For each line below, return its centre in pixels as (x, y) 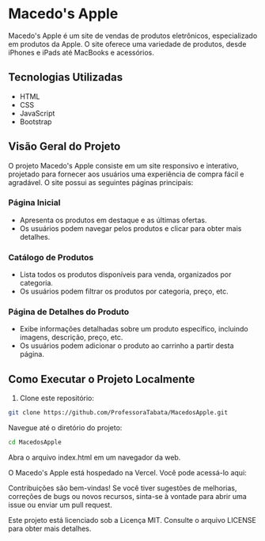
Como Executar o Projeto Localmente (102, 379)
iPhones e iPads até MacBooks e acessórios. (81, 52)
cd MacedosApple (35, 443)
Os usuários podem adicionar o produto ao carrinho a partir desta (127, 346)
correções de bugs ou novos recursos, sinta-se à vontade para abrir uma (127, 497)
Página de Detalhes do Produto (69, 312)
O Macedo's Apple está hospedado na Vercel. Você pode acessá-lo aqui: (127, 473)
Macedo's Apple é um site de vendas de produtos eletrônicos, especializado (133, 36)
